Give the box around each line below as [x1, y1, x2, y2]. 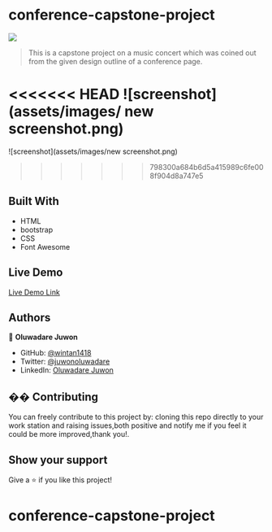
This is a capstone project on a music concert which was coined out [28, 47, 257, 58]
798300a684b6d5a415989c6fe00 [149, 162, 264, 172]
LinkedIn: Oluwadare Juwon [19, 365, 114, 375]
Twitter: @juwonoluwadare [19, 356, 110, 367]
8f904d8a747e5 [149, 171, 204, 181]
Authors [8, 311, 51, 325]
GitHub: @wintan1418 [19, 348, 92, 358]
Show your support [8, 453, 108, 467]
